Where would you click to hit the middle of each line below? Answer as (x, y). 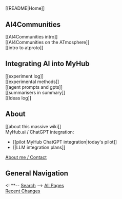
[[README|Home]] (25, 8)
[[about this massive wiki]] (33, 126)
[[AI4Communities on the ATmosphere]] (47, 42)
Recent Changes (23, 191)
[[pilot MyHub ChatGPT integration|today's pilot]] (65, 142)
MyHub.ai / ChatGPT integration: (40, 132)
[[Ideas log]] (18, 98)
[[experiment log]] (24, 76)
